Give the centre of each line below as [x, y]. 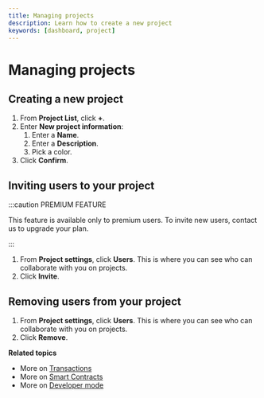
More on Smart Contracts [61, 377]
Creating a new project [66, 99]
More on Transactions [56, 368]
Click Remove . [44, 338]
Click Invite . [39, 276]
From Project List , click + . [62, 118]
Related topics [33, 353]
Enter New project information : [72, 127]
